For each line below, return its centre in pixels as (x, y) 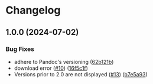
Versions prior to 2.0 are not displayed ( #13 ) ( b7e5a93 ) (81, 74)
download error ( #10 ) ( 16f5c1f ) (51, 68)
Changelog (33, 10)
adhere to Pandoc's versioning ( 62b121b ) (64, 62)
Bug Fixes (20, 49)
